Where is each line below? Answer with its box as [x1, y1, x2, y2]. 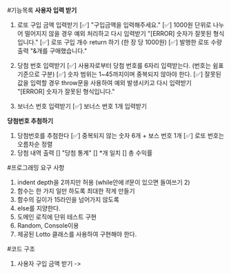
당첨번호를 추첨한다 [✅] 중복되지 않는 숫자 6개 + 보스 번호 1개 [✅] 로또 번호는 [17, 131, 225, 140]
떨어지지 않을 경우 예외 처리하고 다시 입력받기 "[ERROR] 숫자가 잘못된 [24, 30, 212, 37]
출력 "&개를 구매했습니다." [17, 47, 88, 55]
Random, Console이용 [17, 221, 79, 230]
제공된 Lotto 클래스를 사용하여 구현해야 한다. [17, 230, 137, 238]
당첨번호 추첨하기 [7, 117, 54, 125]
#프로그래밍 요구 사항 [7, 163, 65, 172]
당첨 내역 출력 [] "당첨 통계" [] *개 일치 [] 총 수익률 [17, 149, 153, 157]
